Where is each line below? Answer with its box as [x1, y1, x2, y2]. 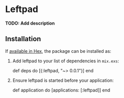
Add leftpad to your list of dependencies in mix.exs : [12, 58, 119, 64]
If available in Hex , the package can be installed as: [5, 48, 111, 54]
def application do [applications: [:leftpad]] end [12, 87, 110, 93]
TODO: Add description [5, 20, 55, 26]
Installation [5, 35, 41, 43]
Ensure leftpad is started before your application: [12, 77, 114, 83]
